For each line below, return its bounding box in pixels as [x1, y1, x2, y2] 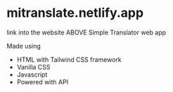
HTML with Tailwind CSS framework [16, 55, 122, 64]
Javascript [16, 70, 48, 79]
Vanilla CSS [16, 63, 51, 71]
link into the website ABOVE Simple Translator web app [6, 28, 167, 37]
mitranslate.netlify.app [6, 5, 144, 21]
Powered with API [16, 77, 68, 86]
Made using [6, 41, 41, 50]
